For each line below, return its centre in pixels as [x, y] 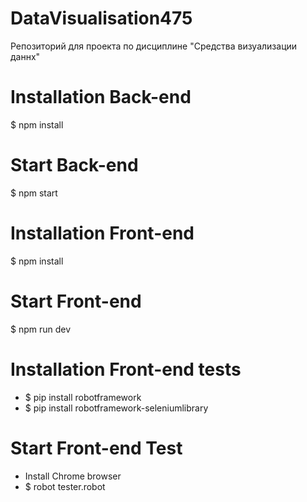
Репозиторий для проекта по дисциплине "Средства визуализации [154, 46]
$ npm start [34, 193]
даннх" [25, 56]
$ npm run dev [41, 329]
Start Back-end [74, 165]
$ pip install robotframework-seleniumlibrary [116, 408]
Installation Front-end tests [126, 369]
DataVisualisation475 [101, 18]
